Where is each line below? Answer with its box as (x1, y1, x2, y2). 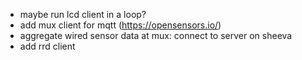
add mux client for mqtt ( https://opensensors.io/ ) (19, 19, 222, 31)
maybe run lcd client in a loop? (19, 9, 147, 20)
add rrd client (19, 40, 76, 52)
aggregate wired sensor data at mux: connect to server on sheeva (19, 30, 293, 41)
